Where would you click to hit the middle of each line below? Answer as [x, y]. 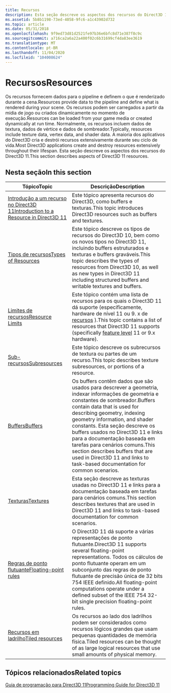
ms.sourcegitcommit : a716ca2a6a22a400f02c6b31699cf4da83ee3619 [74, 39]
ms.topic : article [25, 24]
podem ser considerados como [109, 623]
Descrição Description [118, 186]
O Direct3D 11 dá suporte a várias [113, 531]
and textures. [88, 221]
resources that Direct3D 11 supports [116, 327]
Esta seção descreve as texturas [111, 478]
